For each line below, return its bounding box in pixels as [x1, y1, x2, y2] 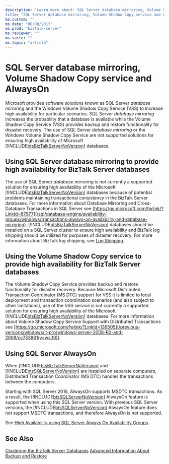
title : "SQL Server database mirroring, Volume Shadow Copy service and [5, 12, 161, 17]
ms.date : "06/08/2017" [5, 21, 53, 27]
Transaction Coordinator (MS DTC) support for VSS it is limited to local [5, 292, 151, 298]
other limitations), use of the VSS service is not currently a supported [5, 303, 149, 309]
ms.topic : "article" [5, 40, 49, 45]
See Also [5, 434, 34, 443]
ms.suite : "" [5, 36, 33, 41]
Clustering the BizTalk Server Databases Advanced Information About [5, 447, 150, 453]
